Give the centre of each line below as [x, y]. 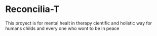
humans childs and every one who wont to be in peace [62, 28]
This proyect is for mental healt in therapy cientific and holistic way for [79, 23]
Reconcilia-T [32, 9]
